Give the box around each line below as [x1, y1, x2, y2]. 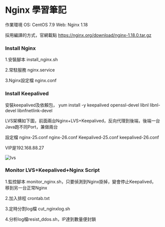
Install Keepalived [5, 90, 49, 97]
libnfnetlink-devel [17, 107, 53, 113]
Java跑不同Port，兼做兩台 [5, 124, 58, 130]
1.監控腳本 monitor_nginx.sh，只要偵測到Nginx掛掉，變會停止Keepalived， [5, 178, 157, 185]
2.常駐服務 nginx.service [5, 67, 55, 73]
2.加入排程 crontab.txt [5, 195, 50, 201]
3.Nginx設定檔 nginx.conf [5, 77, 57, 84]
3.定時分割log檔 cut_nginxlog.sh [5, 205, 70, 212]
